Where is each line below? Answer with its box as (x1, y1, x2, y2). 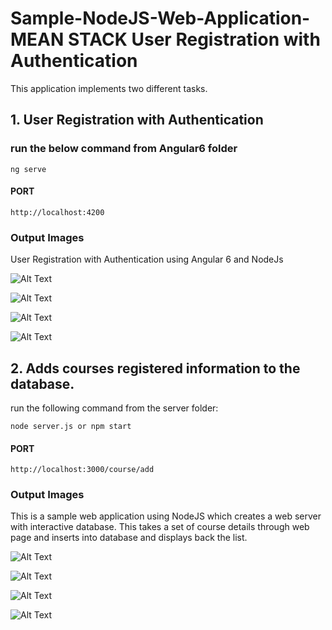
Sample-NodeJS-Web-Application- (10, 7, 311, 30)
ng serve (10, 164, 47, 174)
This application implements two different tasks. (10, 82, 208, 94)
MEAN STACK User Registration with (10, 28, 321, 51)
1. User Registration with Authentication (10, 112, 264, 129)
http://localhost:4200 (10, 207, 105, 217)
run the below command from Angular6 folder (10, 142, 238, 156)
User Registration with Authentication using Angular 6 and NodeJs (10, 253, 284, 266)
